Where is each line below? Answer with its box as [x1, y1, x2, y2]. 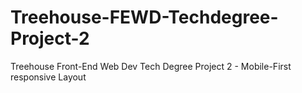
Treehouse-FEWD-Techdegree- [10, 6, 279, 29]
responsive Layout [10, 71, 87, 83]
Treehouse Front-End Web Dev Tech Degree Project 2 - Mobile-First [10, 60, 292, 72]
